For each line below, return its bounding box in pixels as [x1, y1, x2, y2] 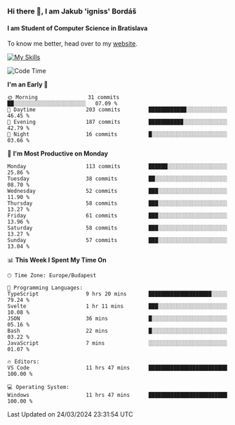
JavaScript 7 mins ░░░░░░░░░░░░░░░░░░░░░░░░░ [7, 340, 228, 347]
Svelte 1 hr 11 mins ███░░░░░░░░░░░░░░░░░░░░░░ [7, 303, 228, 310]
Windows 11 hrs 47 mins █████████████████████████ [7, 392, 228, 399]
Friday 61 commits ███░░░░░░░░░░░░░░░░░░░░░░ [7, 212, 228, 220]
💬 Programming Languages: [7, 284, 83, 291]
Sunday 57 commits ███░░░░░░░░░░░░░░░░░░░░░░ [7, 237, 228, 244]
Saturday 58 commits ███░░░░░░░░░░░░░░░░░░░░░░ [7, 224, 228, 231]
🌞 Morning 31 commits [7, 94, 120, 101]
